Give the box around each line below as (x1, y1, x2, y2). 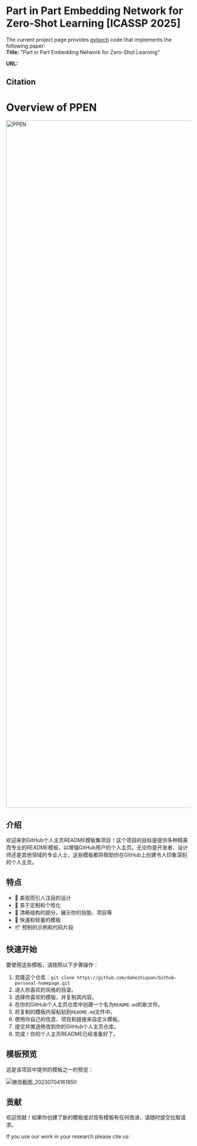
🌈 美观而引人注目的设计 (14, 894, 72, 901)
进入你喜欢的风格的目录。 (14, 986, 77, 993)
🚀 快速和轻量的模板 (14, 916, 61, 923)
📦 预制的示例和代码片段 (14, 924, 74, 931)
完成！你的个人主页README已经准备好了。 (14, 1030, 119, 1037)
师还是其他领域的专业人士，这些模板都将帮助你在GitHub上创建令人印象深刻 (6, 851, 188, 858)
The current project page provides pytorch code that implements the (6, 36, 172, 43)
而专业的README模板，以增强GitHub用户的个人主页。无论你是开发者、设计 (6, 844, 188, 851)
